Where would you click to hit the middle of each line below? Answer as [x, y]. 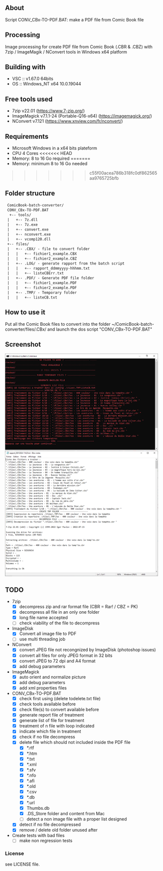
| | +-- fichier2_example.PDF [42, 288]
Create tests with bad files [38, 836]
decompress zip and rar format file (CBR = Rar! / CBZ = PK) [79, 607]
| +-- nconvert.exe [29, 234]
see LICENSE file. [23, 864]
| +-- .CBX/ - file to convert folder [49, 249]
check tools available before [48, 704]
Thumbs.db [38, 808]
